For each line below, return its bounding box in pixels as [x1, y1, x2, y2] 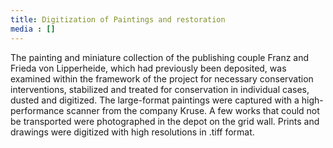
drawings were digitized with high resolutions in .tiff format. [10, 126, 255, 138]
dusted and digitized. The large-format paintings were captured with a [10, 94, 300, 106]
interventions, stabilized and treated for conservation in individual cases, [10, 83, 310, 95]
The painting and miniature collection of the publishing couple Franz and [10, 51, 310, 63]
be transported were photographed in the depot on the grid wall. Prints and [10, 115, 320, 127]
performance [10, 104, 65, 116]
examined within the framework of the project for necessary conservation [10, 72, 314, 85]
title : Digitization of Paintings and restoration [10, 14, 226, 25]
